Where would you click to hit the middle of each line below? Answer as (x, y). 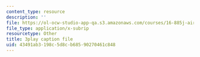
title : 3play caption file (40, 39)
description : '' (26, 17)
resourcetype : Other (32, 34)
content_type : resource (36, 12)
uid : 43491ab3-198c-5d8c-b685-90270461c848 (61, 45)
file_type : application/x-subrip (48, 28)
